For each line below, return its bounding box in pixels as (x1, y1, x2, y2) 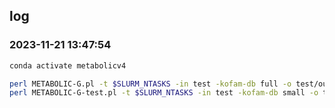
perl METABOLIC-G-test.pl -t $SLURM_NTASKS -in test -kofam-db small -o (9, 88, 319, 98)
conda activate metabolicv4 (9, 60, 127, 71)
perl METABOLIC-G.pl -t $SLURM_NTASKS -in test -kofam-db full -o (9, 79, 292, 89)
